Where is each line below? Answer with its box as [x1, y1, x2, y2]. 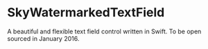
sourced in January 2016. [7, 34, 80, 42]
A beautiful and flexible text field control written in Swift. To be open [7, 27, 202, 35]
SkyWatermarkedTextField [7, 5, 165, 20]
